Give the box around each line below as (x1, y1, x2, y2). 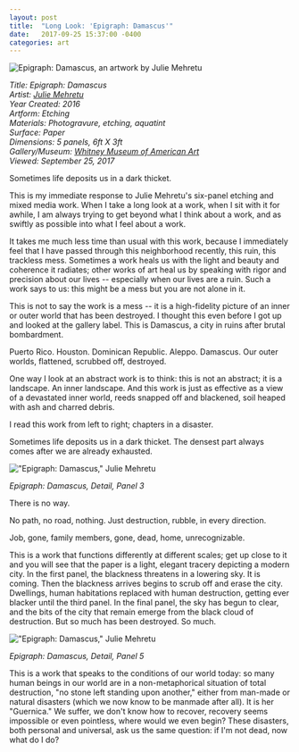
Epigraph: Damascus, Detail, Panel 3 (9, 480, 145, 491)
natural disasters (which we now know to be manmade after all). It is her (9, 697, 274, 707)
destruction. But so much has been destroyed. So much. (9, 616, 217, 627)
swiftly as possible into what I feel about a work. (9, 219, 187, 230)
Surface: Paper (9, 127, 65, 138)
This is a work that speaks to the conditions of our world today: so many (9, 668, 275, 679)
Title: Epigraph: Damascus (9, 79, 107, 90)
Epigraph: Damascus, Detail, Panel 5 (9, 651, 145, 662)
